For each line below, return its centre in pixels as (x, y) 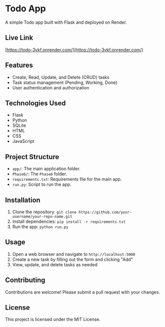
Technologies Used (35, 103)
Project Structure (32, 157)
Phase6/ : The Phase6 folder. (40, 174)
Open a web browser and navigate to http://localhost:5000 (74, 254)
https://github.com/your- (105, 212)
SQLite (19, 125)
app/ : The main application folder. (46, 169)
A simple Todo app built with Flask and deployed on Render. (66, 22)
